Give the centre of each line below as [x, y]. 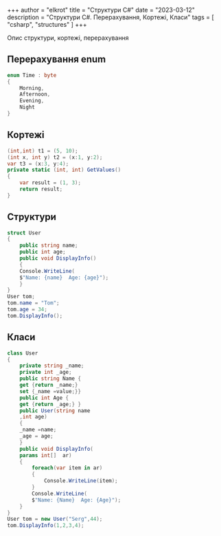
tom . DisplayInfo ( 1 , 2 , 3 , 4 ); [46, 526]
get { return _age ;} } [50, 404]
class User [23, 353]
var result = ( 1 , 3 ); [50, 183]
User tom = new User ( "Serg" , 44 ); [55, 519]
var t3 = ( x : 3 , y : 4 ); [38, 164]
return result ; [41, 189]
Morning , [32, 88]
